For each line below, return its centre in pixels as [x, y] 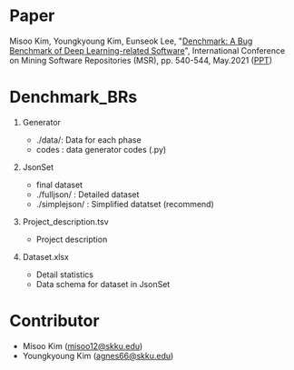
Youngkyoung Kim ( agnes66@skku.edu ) [98, 355]
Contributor [54, 321]
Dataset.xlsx [46, 256]
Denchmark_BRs [73, 97]
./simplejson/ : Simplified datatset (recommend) [125, 204]
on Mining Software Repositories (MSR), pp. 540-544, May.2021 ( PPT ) [141, 60]
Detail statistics [64, 275]
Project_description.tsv [65, 221]
